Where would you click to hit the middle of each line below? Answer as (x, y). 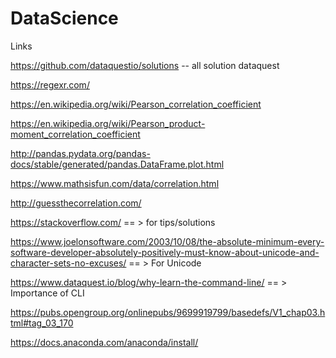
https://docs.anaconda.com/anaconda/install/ (104, 342)
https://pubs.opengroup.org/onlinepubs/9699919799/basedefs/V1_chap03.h (168, 312)
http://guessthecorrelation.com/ (76, 203)
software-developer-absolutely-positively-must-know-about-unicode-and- (165, 252)
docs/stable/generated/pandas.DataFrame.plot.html (117, 164)
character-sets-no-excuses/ (68, 263)
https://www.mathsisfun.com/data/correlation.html (115, 183)
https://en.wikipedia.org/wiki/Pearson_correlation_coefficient (136, 104)
